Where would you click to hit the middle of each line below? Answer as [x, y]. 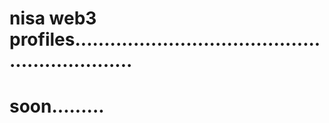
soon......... [57, 106]
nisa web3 [53, 18]
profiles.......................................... [165, 39]
